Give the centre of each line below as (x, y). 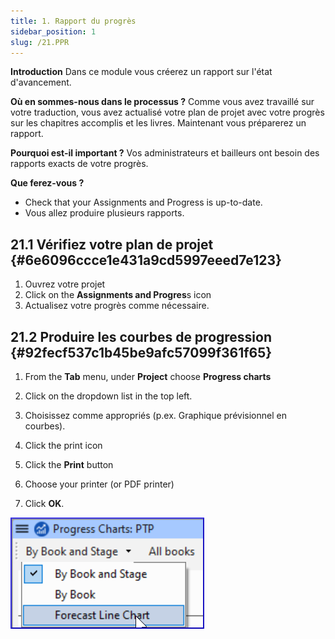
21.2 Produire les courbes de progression (141, 336)
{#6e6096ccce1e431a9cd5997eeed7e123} (146, 260)
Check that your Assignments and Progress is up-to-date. (143, 202)
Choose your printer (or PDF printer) (99, 484)
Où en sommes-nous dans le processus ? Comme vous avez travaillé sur (162, 102)
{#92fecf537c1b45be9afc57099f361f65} (141, 352)
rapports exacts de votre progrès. (79, 164)
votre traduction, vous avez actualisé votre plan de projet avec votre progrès (167, 112)
